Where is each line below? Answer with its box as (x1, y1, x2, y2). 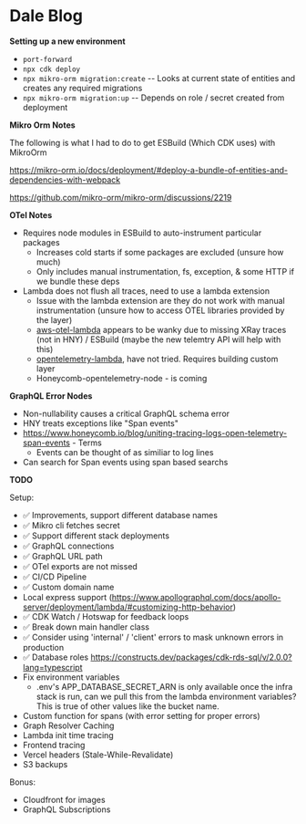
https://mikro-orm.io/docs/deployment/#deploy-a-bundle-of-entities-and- (9, 164, 289, 175)
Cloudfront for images (22, 794, 107, 805)
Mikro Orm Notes (9, 120, 76, 130)
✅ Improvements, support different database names (22, 509, 219, 520)
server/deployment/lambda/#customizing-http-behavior (22, 601, 234, 612)
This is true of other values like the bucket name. (36, 700, 220, 712)
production (22, 641, 65, 652)
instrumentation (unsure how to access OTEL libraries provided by (36, 305, 285, 316)
